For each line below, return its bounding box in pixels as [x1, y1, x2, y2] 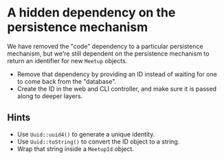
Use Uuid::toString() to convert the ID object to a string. [16, 137, 180, 146]
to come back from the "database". [16, 77, 117, 85]
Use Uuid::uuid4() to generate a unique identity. [16, 130, 155, 138]
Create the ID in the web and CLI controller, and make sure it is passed [16, 84, 217, 93]
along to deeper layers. [16, 91, 83, 100]
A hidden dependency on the [7, 5, 176, 21]
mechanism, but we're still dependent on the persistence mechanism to [7, 49, 210, 58]
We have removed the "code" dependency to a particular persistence [7, 42, 204, 50]
